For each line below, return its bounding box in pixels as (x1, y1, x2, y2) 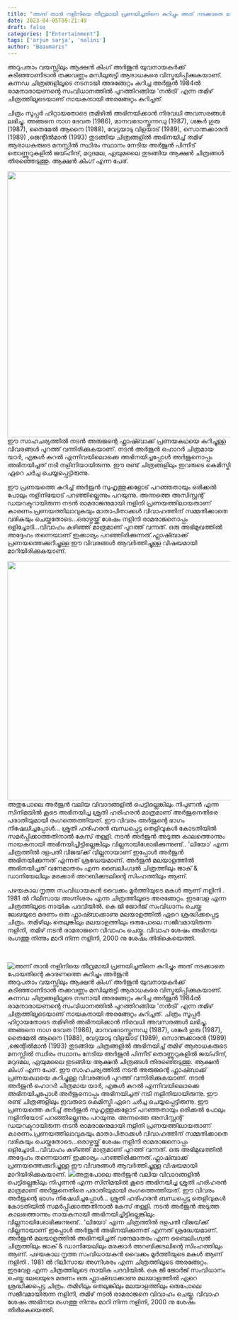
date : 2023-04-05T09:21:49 (7, 17, 87, 24)
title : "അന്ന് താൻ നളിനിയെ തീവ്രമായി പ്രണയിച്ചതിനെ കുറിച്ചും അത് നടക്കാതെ (7, 10, 223, 18)
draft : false (7, 23, 46, 30)
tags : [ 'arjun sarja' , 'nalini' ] (7, 37, 106, 44)
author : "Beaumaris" (7, 43, 69, 50)
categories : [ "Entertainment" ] (7, 30, 100, 38)
